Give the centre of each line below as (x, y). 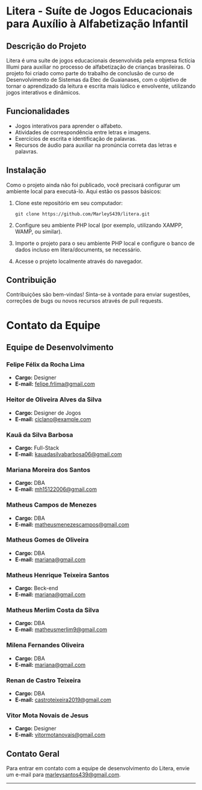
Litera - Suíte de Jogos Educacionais (99, 11)
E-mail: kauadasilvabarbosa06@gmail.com (68, 454)
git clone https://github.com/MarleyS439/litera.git (82, 214)
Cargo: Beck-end (36, 588)
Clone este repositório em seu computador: (69, 203)
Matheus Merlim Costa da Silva (53, 610)
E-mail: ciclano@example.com (53, 419)
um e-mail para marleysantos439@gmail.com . (64, 775)
